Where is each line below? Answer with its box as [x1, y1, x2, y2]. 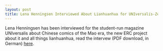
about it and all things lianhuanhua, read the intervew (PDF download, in [5, 35, 149, 41]
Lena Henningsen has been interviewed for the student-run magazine [5, 25, 144, 31]
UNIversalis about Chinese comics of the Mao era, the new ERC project [5, 30, 147, 36]
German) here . [5, 40, 34, 46]
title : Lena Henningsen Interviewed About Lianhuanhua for [5, 12, 127, 17]
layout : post [5, 7, 32, 12]
